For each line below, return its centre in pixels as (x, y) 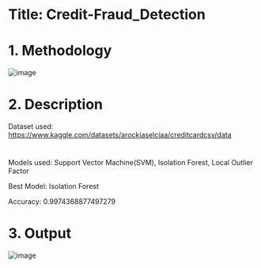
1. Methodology (60, 51)
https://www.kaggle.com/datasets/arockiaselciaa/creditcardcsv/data (120, 135)
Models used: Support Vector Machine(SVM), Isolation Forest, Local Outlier (130, 163)
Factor (19, 171)
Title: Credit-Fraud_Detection (107, 15)
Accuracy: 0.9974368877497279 (62, 202)
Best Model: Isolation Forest (54, 187)
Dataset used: (31, 126)
